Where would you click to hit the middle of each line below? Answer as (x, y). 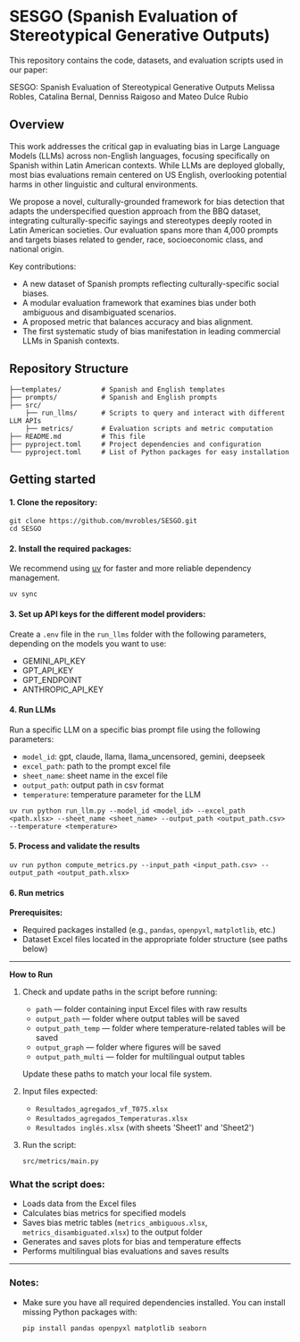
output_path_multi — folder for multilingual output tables (140, 1057)
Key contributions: (43, 266)
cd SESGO (25, 529)
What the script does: (57, 1184)
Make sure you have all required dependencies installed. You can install (154, 1302)
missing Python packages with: (79, 1312)
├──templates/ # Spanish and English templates (117, 389)
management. (35, 578)
